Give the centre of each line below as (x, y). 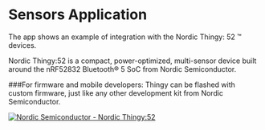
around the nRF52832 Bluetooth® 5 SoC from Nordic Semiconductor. (122, 69)
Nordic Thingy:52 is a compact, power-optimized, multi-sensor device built (132, 61)
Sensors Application (77, 15)
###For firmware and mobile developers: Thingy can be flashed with (122, 85)
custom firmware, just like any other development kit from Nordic (116, 93)
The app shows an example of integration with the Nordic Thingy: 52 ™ (125, 37)
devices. (22, 45)
